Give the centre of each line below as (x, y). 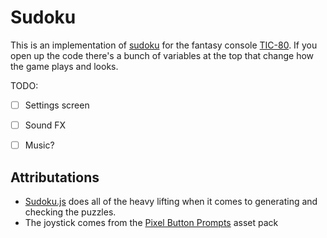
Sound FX (45, 125)
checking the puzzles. (70, 212)
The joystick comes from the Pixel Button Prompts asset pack (151, 222)
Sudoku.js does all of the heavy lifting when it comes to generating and (171, 201)
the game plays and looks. (64, 66)
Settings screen (57, 105)
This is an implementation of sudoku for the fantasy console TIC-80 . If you (164, 45)
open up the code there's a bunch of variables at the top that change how (162, 55)
